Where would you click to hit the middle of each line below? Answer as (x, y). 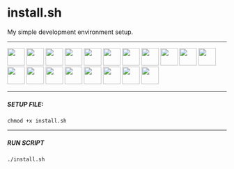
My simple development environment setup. (70, 32)
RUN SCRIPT (26, 143)
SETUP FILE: (25, 104)
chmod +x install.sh (37, 121)
